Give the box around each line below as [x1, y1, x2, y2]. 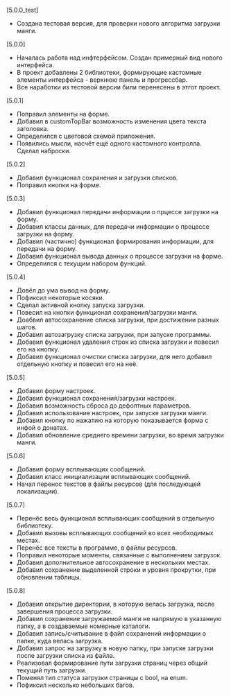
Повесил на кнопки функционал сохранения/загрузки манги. [16, 308, 198, 316]
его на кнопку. [16, 345, 60, 353]
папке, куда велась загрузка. [16, 637, 103, 645]
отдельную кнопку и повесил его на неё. [16, 360, 138, 368]
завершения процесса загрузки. [16, 607, 113, 616]
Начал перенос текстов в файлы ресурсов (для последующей [16, 480, 201, 488]
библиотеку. [16, 521, 53, 530]
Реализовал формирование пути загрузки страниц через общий [16, 659, 207, 667]
